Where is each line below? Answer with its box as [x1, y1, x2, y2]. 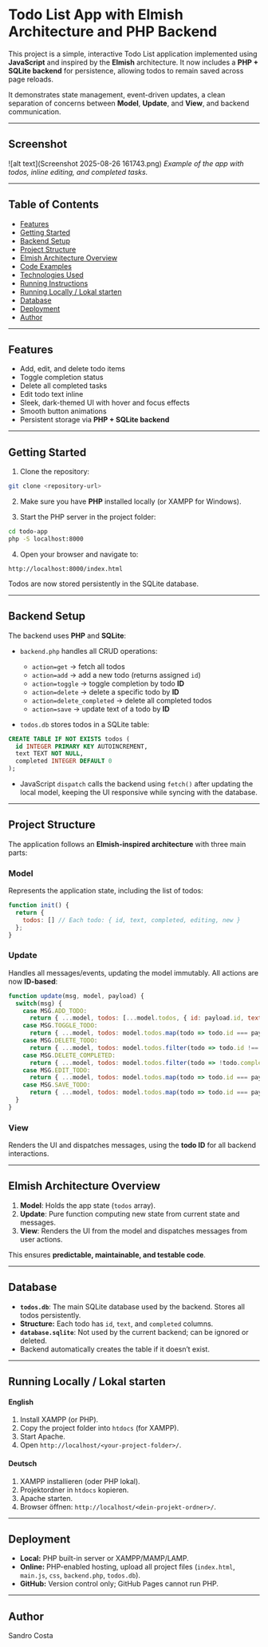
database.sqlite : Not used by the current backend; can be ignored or [19, 1327, 249, 1336]
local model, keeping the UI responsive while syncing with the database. [19, 788, 258, 797]
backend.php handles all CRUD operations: [19, 646, 158, 655]
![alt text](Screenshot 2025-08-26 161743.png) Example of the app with [8, 158, 245, 168]
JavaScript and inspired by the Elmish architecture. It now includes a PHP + [8, 57, 259, 67]
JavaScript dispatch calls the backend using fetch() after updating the [19, 779, 254, 788]
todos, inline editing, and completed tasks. [8, 167, 148, 176]
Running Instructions [19, 278, 89, 288]
